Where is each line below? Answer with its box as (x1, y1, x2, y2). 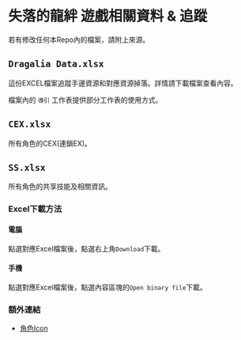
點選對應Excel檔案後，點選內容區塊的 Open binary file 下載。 (8, 282, 207, 292)
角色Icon (19, 323, 49, 333)
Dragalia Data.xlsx (8, 59, 104, 70)
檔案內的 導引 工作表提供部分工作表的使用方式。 (8, 95, 163, 104)
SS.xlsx (8, 161, 46, 173)
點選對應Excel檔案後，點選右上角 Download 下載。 (8, 244, 165, 253)
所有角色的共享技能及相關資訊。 (8, 182, 112, 191)
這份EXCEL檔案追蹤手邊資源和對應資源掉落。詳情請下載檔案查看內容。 (8, 78, 239, 88)
